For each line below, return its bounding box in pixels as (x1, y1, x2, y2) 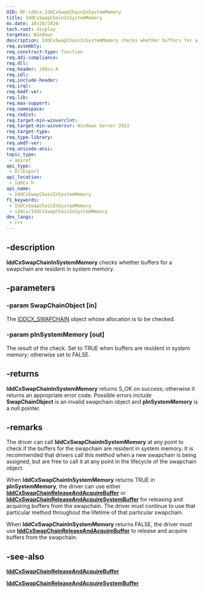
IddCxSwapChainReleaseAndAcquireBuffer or (6, 489, 126, 497)
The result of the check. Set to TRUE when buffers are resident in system (6, 344, 191, 352)
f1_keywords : (6, 197, 40, 203)
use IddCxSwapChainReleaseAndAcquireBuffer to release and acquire (6, 527, 188, 535)
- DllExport (9, 168, 40, 175)
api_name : (6, 186, 32, 192)
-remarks (6, 422, 43, 432)
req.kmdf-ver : (6, 89, 43, 95)
